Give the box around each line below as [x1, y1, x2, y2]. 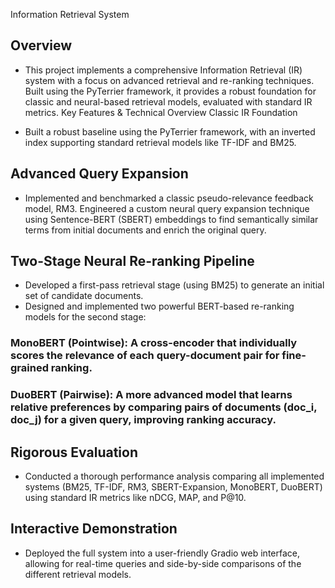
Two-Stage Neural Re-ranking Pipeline [10, 253, 255, 270]
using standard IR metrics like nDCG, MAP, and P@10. [24, 492, 247, 504]
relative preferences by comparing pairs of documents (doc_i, [10, 400, 318, 414]
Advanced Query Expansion [10, 165, 189, 183]
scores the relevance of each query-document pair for [10, 349, 280, 363]
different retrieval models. [24, 568, 132, 580]
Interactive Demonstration [10, 520, 178, 538]
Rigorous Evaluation [10, 444, 138, 461]
